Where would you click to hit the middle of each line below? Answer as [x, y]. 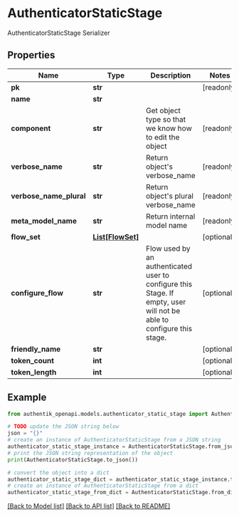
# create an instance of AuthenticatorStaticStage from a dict [103, 486]
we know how [169, 128]
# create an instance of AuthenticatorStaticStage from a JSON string [114, 440]
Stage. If [160, 293]
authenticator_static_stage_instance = [67, 446]
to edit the [163, 137]
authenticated [169, 266]
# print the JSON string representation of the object [90, 453]
